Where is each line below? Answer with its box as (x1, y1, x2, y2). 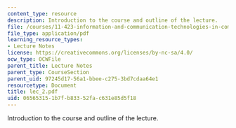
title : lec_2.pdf (7, 88, 58, 95)
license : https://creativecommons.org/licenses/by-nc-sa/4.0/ (7, 50, 193, 57)
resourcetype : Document (7, 82, 77, 89)
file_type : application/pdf (7, 29, 90, 37)
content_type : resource (7, 10, 77, 17)
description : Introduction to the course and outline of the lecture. (7, 17, 218, 24)
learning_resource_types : (7, 36, 83, 43)
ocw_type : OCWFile (7, 56, 61, 63)
